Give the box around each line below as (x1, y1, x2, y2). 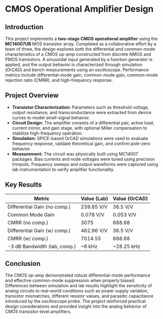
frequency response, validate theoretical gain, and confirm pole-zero (12, 140, 151, 146)
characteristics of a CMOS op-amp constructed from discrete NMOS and (5, 51, 151, 57)
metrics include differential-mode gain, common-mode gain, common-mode (5, 72, 158, 78)
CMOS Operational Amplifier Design (5, 3, 154, 15)
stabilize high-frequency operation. (12, 130, 83, 136)
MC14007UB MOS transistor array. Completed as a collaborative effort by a (5, 41, 157, 47)
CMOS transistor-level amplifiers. (5, 309, 72, 315)
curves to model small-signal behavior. (12, 115, 90, 120)
